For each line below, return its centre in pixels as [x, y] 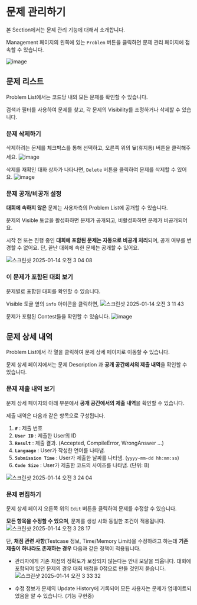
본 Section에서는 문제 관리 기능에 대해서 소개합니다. [66, 30]
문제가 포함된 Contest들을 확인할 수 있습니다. [58, 316]
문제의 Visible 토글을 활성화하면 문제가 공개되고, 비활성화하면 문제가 [84, 220]
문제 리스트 [25, 81]
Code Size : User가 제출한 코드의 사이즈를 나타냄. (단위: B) [82, 465]
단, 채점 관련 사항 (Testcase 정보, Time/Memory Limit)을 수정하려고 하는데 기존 [97, 541]
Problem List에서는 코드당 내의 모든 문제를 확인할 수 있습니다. [77, 97]
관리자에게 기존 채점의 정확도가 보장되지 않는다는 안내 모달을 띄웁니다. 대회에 [103, 561]
